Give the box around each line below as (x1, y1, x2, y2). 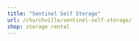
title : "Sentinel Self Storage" (7, 10, 101, 17)
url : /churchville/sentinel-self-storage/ (7, 17, 132, 24)
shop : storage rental (7, 23, 70, 30)
